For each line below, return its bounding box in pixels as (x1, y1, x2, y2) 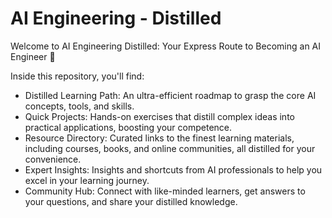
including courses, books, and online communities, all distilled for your (24, 142, 316, 154)
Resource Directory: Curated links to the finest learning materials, (24, 132, 295, 144)
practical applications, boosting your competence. (24, 121, 233, 133)
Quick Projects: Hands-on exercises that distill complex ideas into (24, 110, 295, 122)
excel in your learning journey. (24, 174, 150, 186)
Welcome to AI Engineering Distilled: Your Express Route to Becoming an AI (10, 40, 322, 52)
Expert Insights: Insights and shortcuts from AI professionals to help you (24, 163, 323, 176)
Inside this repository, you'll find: (10, 70, 145, 82)
